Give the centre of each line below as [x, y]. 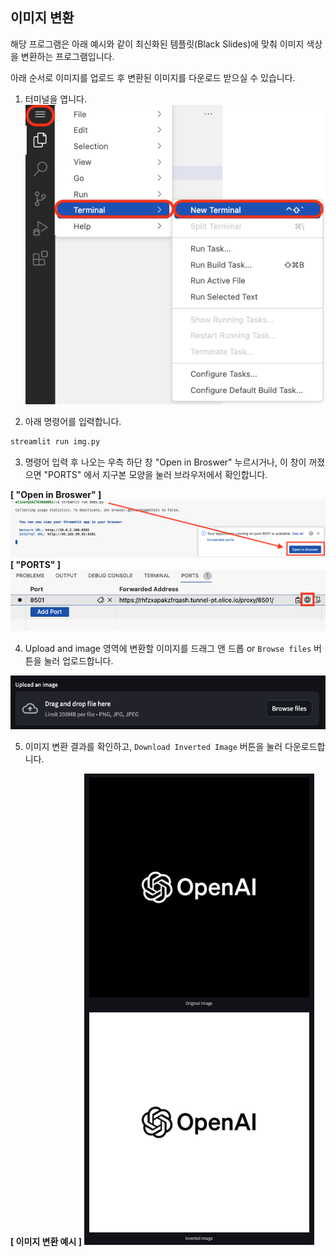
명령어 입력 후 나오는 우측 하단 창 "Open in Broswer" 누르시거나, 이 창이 [165, 462]
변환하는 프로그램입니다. [67, 56]
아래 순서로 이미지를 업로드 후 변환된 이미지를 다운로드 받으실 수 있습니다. [153, 77]
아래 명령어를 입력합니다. [73, 422]
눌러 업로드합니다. [78, 660]
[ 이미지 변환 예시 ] [46, 1242]
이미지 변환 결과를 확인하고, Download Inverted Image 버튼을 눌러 [153, 747]
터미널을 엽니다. [55, 99]
